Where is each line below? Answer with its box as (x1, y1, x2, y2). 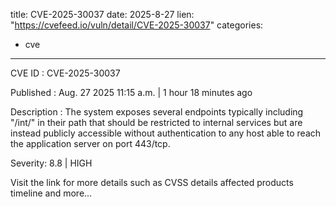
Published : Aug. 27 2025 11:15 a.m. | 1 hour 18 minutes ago (10, 87, 253, 98)
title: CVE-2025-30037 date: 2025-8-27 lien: (10, 9, 195, 20)
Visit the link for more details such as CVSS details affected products (10, 177, 294, 188)
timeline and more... (10, 187, 93, 199)
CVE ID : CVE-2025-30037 (10, 67, 121, 79)
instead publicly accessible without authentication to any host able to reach (10, 127, 322, 139)
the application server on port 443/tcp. (10, 138, 171, 149)
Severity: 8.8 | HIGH (10, 157, 93, 169)
